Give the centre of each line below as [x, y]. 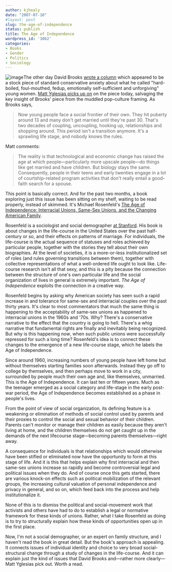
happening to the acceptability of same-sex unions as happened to [76, 312]
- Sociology [18, 63]
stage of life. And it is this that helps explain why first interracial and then [82, 462]
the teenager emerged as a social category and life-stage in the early [79, 388]
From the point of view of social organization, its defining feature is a [78, 408]
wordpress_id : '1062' [28, 39]
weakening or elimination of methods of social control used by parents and [84, 414]
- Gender [15, 53]
